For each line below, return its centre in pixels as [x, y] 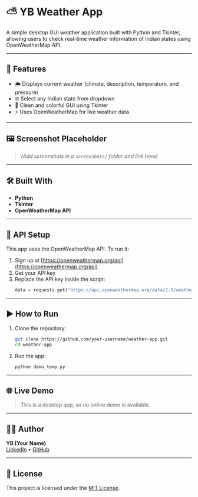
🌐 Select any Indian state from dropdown [65, 98]
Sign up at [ [29, 261]
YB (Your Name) [26, 443]
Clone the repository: [40, 328]
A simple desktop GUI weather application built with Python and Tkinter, [93, 32]
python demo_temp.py [40, 367]
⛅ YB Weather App [55, 12]
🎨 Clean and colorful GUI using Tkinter [61, 105]
